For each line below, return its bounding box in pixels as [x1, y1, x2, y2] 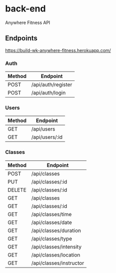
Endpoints [5, 34, 38, 42]
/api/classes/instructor [31, 259, 85, 266]
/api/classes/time [31, 210, 72, 217]
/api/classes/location [31, 251, 81, 258]
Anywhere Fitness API [5, 19, 51, 25]
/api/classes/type [31, 235, 72, 242]
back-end [5, 3, 46, 14]
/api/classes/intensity [31, 243, 82, 250]
